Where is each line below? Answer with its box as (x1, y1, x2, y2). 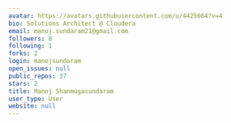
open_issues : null (8, 65, 71, 73)
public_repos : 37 (8, 72, 67, 80)
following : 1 (8, 42, 53, 50)
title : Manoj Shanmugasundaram (8, 87, 114, 95)
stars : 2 (8, 79, 38, 87)
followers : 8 (8, 34, 53, 43)
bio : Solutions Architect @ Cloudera (8, 19, 136, 28)
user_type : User (8, 95, 63, 103)
